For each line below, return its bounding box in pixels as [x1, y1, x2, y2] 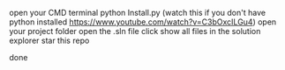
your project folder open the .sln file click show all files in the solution [9, 26, 261, 36]
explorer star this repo [9, 35, 90, 45]
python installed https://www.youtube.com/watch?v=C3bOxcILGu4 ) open [9, 17, 277, 27]
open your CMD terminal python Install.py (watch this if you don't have [9, 8, 266, 17]
